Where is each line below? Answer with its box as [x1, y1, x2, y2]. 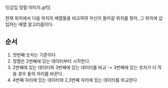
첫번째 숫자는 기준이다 [12, 52, 56, 58]
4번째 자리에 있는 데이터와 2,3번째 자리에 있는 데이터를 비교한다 [12, 77, 137, 83]
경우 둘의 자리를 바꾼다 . [18, 70, 65, 76]
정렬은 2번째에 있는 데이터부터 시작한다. [12, 58, 91, 64]
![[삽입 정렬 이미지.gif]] [5, 5, 51, 10]
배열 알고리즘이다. [18, 22, 54, 27]
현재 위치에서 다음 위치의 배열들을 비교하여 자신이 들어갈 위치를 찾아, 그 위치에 [5, 15, 158, 21]
